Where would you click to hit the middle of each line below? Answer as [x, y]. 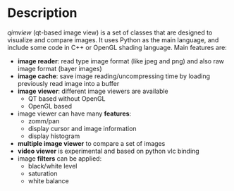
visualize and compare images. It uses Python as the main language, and [113, 39]
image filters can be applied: [60, 158]
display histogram [54, 136]
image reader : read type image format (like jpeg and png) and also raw [121, 61]
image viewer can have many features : [74, 113]
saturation [43, 173]
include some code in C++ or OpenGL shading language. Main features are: [117, 47]
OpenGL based [50, 106]
